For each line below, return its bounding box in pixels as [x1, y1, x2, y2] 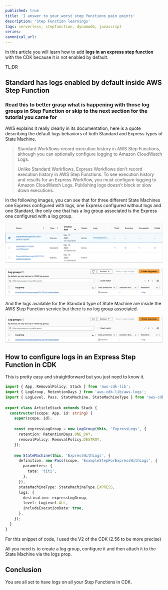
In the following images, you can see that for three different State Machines [5, 197, 160, 203]
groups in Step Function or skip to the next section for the [5, 108, 148, 115]
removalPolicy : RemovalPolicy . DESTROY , [18, 437, 101, 442]
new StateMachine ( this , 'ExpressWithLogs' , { [14, 453, 111, 458]
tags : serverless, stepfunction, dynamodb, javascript [5, 24, 122, 29]
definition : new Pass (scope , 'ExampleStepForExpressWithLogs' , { [18, 458, 157, 463]
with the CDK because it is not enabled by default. [5, 54, 108, 60]
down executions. [17, 187, 54, 193]
